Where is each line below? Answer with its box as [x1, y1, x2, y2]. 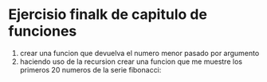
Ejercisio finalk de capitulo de [8, 6, 207, 24]
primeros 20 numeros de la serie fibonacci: [19, 65, 162, 74]
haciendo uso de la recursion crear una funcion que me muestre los [19, 57, 243, 66]
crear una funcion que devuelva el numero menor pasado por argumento [19, 48, 260, 58]
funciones [8, 22, 77, 40]
